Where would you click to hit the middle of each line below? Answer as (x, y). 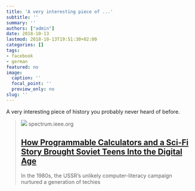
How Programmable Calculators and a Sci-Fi (105, 143)
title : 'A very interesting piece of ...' (60, 12)
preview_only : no (33, 89)
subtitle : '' (22, 17)
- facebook (20, 56)
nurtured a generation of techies (61, 181)
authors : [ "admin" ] (30, 28)
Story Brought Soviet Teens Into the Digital (102, 152)
